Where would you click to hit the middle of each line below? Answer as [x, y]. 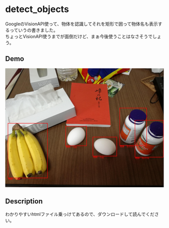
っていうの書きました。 [34, 30]
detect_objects [37, 9]
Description [24, 202]
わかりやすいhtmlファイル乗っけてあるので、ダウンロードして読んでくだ [80, 214]
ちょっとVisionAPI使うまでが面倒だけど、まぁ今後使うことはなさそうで [79, 36]
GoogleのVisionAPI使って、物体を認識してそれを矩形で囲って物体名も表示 [82, 24]
